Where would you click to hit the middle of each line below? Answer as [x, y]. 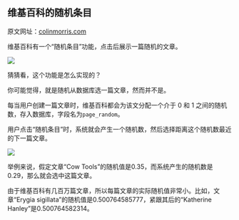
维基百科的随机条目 [50, 13]
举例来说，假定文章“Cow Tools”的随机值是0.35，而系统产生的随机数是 [110, 167]
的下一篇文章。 [29, 138]
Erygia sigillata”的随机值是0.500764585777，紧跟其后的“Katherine [114, 199]
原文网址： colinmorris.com [47, 31]
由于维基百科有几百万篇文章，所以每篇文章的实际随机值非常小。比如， [111, 190]
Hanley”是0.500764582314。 [51, 208]
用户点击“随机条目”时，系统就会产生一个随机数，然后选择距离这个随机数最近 [119, 129]
